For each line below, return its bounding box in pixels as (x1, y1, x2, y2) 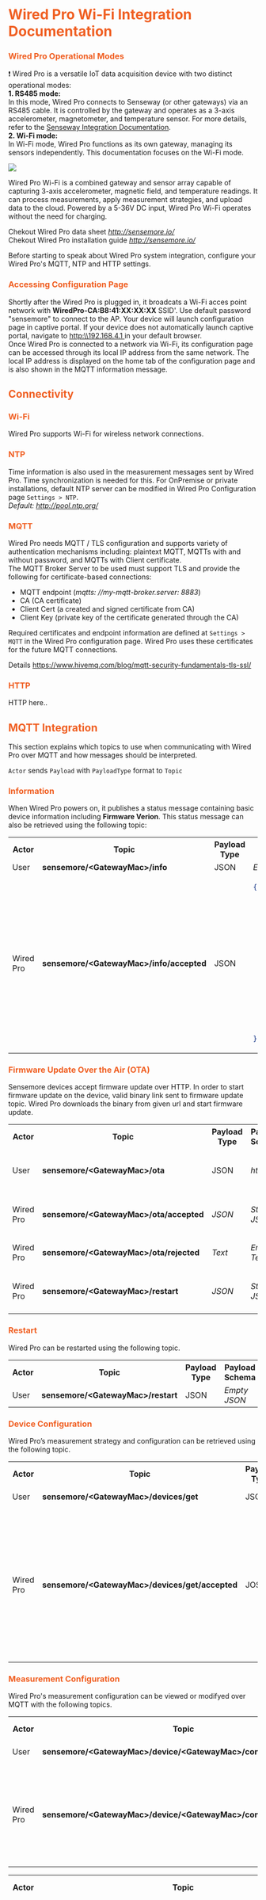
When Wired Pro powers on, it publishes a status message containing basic (8, 803, 255, 813)
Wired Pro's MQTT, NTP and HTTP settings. (8, 259, 151, 269)
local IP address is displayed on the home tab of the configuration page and (8, 356, 256, 365)
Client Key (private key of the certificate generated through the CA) (19, 612, 239, 623)
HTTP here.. (8, 698, 48, 708)
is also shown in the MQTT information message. (8, 364, 168, 374)
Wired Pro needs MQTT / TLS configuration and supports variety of (8, 539, 228, 548)
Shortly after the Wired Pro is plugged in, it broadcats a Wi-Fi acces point (8, 297, 247, 307)
